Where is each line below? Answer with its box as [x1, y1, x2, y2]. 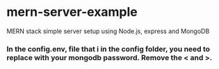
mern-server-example [6, 4, 138, 20]
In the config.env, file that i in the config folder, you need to [6, 44, 210, 54]
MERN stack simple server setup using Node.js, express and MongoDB [6, 27, 210, 35]
